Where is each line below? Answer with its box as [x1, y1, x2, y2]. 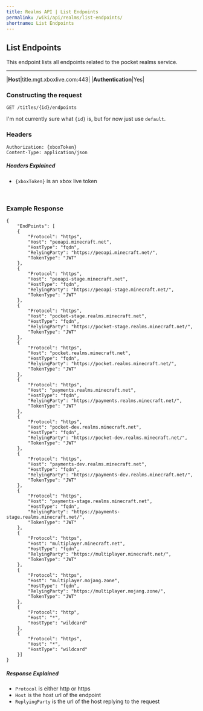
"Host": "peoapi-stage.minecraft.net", [28, 276, 129, 282]
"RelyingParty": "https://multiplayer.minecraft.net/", [28, 551, 172, 557]
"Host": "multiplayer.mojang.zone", [28, 578, 120, 584]
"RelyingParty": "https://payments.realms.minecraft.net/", [28, 398, 182, 404]
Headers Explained [6, 162, 56, 169]
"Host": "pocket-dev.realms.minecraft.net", [28, 424, 142, 430]
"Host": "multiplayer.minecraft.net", [28, 541, 126, 547]
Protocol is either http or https [14, 685, 91, 692]
